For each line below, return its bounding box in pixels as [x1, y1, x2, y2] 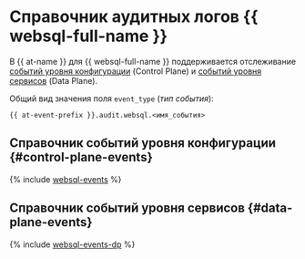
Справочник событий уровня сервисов [9, 201, 246, 216]
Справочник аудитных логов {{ [9, 6, 259, 27]
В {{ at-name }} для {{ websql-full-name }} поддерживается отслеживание [9, 56, 297, 67]
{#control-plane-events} [9, 150, 153, 165]
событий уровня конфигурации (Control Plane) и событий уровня [9, 66, 262, 77]
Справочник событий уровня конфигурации [9, 135, 276, 151]
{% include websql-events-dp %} [9, 239, 136, 250]
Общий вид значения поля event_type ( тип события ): [9, 93, 214, 104]
